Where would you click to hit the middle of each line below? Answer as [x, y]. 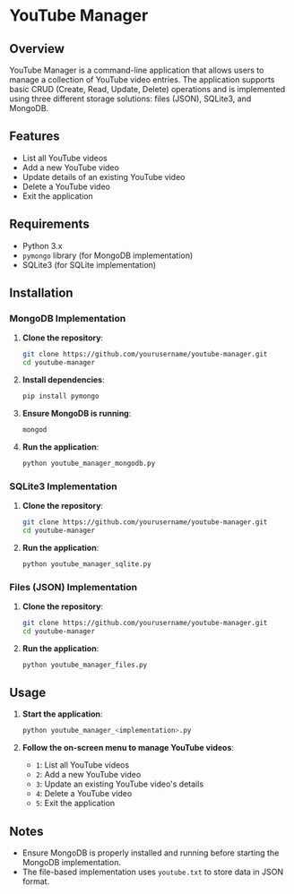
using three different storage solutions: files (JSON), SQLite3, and [130, 99]
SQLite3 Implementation [64, 486]
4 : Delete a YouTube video [84, 794]
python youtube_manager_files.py [85, 665]
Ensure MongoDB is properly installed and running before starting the [151, 853]
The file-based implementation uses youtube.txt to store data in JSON [153, 872]
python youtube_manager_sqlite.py [86, 564]
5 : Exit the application [75, 804]
